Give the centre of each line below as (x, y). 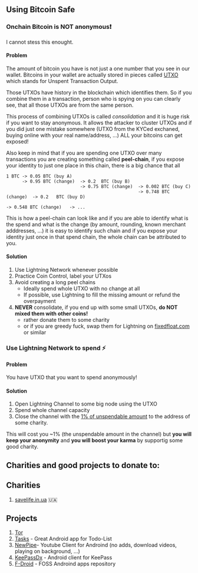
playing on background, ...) (47, 551)
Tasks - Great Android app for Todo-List (63, 539)
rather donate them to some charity (67, 320)
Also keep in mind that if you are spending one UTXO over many (84, 153)
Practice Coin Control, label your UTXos (63, 276)
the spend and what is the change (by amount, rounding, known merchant (96, 224)
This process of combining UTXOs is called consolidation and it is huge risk (98, 116)
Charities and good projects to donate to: (83, 465)
